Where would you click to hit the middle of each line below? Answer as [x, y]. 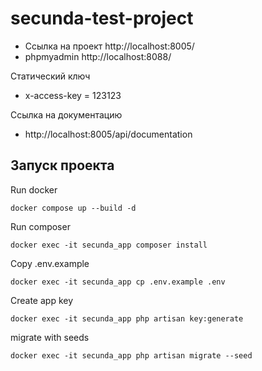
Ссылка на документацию [66, 114]
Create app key [42, 300]
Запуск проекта [62, 165]
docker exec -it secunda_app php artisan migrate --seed [131, 355]
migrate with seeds [50, 337]
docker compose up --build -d [73, 208]
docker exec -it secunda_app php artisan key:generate [127, 318]
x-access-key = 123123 [73, 95]
